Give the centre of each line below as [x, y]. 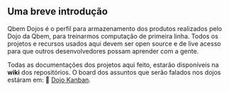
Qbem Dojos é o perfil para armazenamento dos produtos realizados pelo [114, 28]
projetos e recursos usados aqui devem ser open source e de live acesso [114, 43]
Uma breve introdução [58, 12]
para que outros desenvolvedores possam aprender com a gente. [103, 51]
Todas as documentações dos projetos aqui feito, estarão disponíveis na [113, 65]
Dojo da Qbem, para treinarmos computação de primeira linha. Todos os [113, 36]
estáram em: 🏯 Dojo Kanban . [49, 80]
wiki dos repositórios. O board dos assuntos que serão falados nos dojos [114, 72]
